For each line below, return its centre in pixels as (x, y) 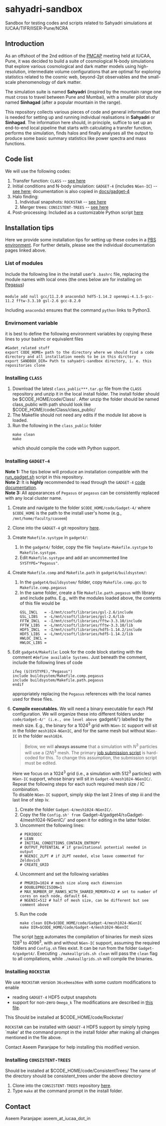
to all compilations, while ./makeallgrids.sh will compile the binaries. (83, 958)
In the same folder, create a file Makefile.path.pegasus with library (87, 593)
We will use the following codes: (38, 171)
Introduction (25, 44)
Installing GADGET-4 (28, 461)
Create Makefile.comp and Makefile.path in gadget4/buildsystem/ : (80, 573)
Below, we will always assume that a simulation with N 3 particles (91, 746)
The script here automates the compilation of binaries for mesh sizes (83, 937)
